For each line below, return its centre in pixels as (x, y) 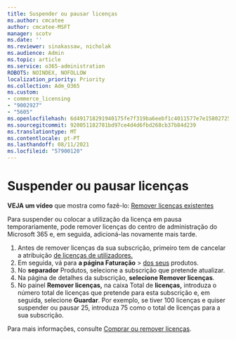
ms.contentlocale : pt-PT (44, 138)
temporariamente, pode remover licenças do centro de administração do (112, 227)
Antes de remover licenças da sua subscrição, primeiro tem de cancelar (122, 248)
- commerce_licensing (39, 99)
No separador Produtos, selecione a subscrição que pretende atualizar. (121, 270)
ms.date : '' (25, 40)
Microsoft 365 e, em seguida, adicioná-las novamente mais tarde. (102, 234)
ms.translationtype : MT (42, 132)
